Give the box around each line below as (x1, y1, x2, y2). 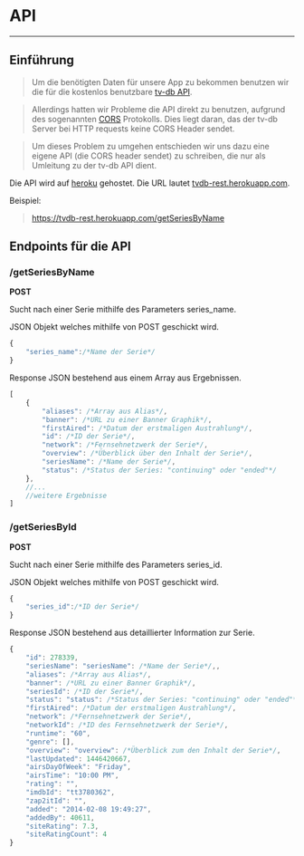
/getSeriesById (9, 521, 77, 534)
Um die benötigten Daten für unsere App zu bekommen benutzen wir (31, 76, 290, 87)
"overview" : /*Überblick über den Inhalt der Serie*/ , (42, 449, 253, 458)
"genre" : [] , (25, 737, 75, 746)
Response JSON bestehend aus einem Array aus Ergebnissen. (9, 372, 242, 383)
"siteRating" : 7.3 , (25, 822, 100, 831)
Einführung (9, 53, 74, 68)
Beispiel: (9, 195, 42, 206)
